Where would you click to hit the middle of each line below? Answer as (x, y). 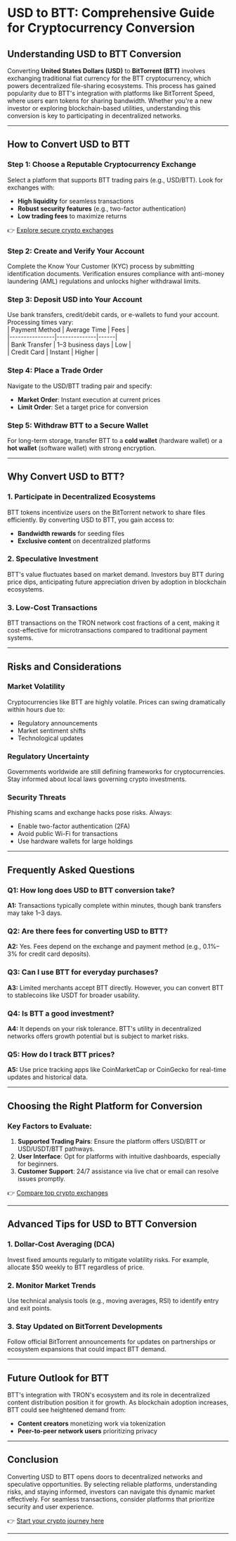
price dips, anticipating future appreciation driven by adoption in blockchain (117, 582)
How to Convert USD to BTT (69, 145)
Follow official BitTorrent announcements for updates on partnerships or (112, 1342)
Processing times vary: (40, 323)
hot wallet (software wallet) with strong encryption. (82, 448)
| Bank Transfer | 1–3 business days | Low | (69, 345)
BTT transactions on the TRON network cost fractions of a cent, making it (113, 623)
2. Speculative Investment (53, 559)
